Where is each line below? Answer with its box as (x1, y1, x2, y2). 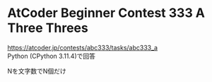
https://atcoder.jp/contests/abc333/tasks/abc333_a (7, 43, 158, 52)
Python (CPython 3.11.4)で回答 (7, 52, 96, 60)
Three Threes (7, 20, 88, 36)
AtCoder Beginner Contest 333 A (7, 5, 206, 21)
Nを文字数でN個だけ (7, 66, 67, 75)
